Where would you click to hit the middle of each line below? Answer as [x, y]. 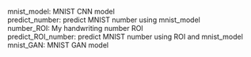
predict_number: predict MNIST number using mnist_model [104, 20]
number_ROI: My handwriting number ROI [75, 28]
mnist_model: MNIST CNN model [61, 11]
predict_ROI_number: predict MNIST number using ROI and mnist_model [125, 36]
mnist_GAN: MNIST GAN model [58, 45]
